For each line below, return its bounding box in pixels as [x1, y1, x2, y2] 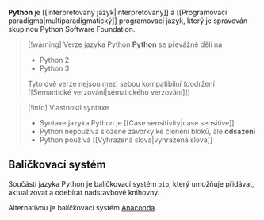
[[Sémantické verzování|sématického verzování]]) [27, 87, 190, 97]
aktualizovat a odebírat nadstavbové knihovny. [8, 187, 160, 197]
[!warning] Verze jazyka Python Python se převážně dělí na [27, 40, 223, 49]
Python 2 [39, 56, 70, 64]
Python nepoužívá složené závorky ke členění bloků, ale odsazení [39, 127, 256, 136]
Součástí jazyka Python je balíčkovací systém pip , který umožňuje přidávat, [8, 179, 255, 188]
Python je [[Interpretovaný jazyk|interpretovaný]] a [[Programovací [8, 8, 228, 17]
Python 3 [39, 64, 70, 73]
